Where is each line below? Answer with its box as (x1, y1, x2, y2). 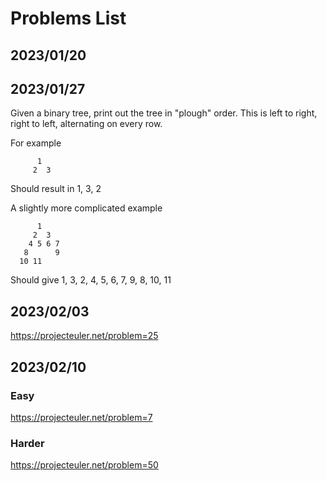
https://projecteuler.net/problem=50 (10, 459, 159, 471)
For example (10, 137, 62, 149)
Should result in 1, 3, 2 (10, 183, 102, 195)
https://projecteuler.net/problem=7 (10, 411, 153, 423)
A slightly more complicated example (10, 202, 163, 214)
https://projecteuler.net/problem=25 (10, 330, 159, 342)
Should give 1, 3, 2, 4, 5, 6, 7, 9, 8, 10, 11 (10, 274, 172, 286)
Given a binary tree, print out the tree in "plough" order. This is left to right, (10, 107, 318, 119)
